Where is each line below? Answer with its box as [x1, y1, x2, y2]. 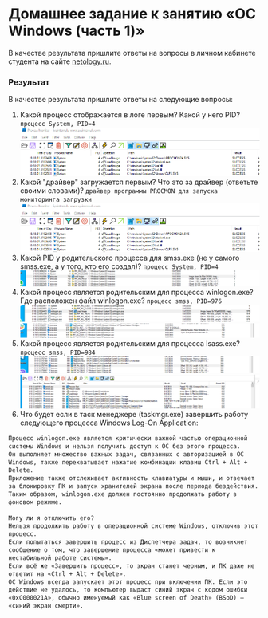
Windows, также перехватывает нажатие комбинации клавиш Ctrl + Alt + [8, 459, 248, 466]
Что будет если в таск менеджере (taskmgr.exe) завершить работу [19, 410, 249, 419]
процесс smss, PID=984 [19, 348, 96, 356]
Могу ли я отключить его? [8, 514, 94, 522]
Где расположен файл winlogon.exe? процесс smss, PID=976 [19, 296, 222, 305]
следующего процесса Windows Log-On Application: [19, 418, 199, 427]
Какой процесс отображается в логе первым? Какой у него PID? [19, 110, 241, 120]
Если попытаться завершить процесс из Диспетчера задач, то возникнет [8, 538, 248, 546]
